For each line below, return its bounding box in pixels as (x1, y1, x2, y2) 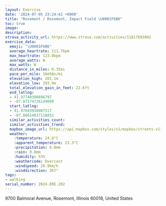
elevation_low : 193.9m (9, 81, 56, 85)
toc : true (5, 21, 26, 26)
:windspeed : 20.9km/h (14, 164, 58, 168)
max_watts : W (9, 62, 37, 67)
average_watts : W (9, 58, 45, 63)
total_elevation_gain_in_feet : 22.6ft (9, 85, 90, 90)
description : (5, 30, 32, 35)
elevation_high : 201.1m (9, 76, 58, 81)
